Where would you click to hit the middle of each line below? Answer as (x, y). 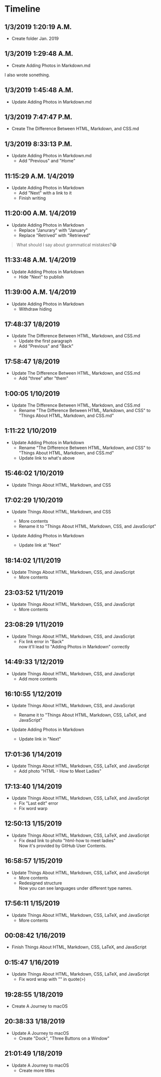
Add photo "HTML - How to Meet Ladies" (60, 771)
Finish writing (32, 198)
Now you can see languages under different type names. (76, 888)
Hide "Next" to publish (41, 277)
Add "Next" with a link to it (45, 193)
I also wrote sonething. (27, 75)
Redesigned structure (40, 883)
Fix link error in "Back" (41, 641)
